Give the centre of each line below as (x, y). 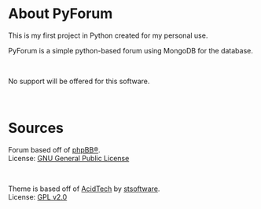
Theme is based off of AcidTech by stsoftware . (84, 189)
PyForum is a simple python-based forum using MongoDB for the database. (131, 50)
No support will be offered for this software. (79, 81)
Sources (36, 128)
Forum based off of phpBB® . (54, 149)
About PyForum (61, 14)
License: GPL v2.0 (38, 196)
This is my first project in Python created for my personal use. (108, 35)
